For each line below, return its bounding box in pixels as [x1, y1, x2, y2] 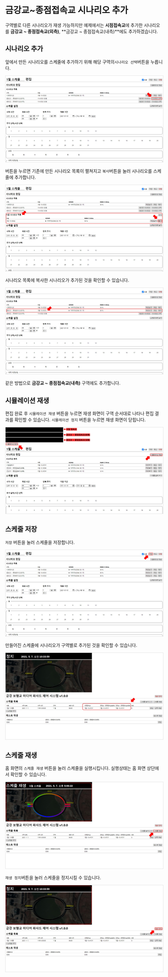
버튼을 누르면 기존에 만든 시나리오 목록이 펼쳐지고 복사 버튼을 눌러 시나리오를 [5, 168, 152, 174]
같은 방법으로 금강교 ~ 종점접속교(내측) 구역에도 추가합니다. [5, 380, 121, 386]
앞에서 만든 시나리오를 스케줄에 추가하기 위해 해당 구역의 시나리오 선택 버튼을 [5, 59, 149, 65]
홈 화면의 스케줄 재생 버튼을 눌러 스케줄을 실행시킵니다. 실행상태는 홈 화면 [5, 765, 146, 771]
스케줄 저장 [5, 525, 37, 533]
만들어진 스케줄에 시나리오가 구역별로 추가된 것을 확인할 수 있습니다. [5, 642, 137, 648]
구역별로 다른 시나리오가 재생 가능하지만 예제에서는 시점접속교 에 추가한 [5, 22, 143, 28]
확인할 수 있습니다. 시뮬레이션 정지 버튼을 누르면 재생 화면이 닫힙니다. [14, 416, 146, 423]
